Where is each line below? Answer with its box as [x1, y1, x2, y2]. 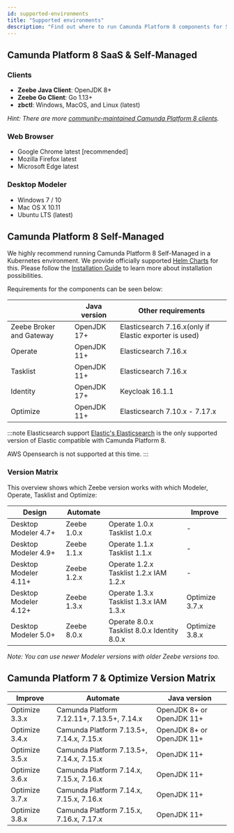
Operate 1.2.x [108, 559, 154, 569]
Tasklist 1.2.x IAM [108, 568, 167, 577]
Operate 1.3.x [108, 588, 154, 598]
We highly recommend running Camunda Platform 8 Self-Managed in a [7, 249, 211, 258]
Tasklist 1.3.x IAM [108, 596, 167, 606]
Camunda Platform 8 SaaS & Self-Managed [7, 49, 197, 61]
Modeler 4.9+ [10, 547, 56, 557]
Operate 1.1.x [108, 539, 154, 549]
